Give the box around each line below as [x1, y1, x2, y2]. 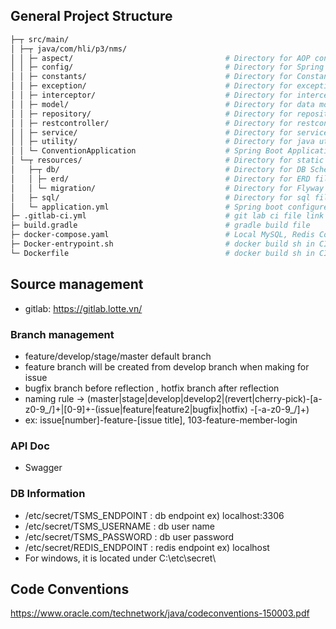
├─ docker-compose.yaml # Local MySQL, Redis [10, 230, 315, 240]
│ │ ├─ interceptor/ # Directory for [10, 90, 293, 101]
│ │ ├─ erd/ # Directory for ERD [10, 174, 311, 184]
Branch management [10, 327, 115, 341]
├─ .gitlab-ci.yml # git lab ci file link [10, 211, 325, 221]
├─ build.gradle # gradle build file [10, 220, 311, 231]
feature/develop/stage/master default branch [24, 350, 212, 362]
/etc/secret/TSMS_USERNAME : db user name [24, 520, 216, 532]
